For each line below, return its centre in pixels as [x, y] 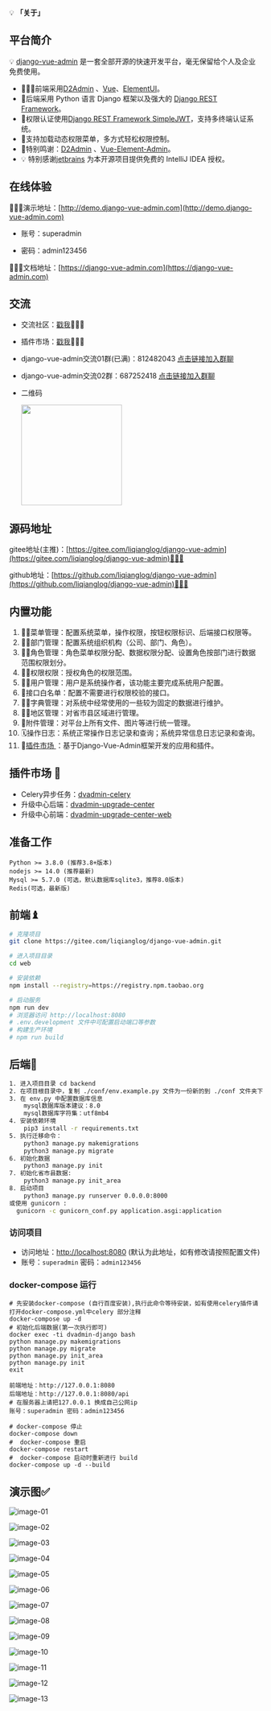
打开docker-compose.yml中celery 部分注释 [75, 1312]
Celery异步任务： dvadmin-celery [76, 794]
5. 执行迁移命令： [36, 1136]
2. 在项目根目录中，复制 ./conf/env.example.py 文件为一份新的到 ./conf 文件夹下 [136, 1091]
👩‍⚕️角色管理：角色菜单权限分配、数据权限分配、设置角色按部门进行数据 [138, 653]
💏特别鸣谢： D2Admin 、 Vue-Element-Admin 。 [98, 149]
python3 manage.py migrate [69, 1151]
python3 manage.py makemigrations [81, 1143]
